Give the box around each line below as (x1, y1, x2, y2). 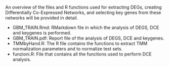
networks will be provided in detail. (5, 15, 78, 20)
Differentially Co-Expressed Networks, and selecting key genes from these (5, 9, 161, 15)
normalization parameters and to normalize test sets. (12, 46, 123, 51)
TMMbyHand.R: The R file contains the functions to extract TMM (12, 40, 148, 46)
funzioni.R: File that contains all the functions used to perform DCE (12, 51, 152, 57)
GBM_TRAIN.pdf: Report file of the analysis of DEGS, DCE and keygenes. (12, 35, 164, 41)
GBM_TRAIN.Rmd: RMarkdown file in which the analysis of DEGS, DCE (12, 24, 159, 30)
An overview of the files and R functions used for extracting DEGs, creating (5, 4, 162, 10)
